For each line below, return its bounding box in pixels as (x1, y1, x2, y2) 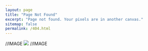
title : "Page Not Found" (5, 12, 58, 17)
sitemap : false (5, 21, 37, 27)
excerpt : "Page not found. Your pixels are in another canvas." (5, 17, 143, 22)
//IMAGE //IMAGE (5, 41, 47, 47)
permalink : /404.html (5, 26, 51, 31)
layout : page (5, 7, 33, 13)
